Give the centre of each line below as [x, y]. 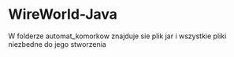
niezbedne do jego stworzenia [57, 44]
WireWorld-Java [63, 14]
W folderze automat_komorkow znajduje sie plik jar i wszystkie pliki [117, 36]
